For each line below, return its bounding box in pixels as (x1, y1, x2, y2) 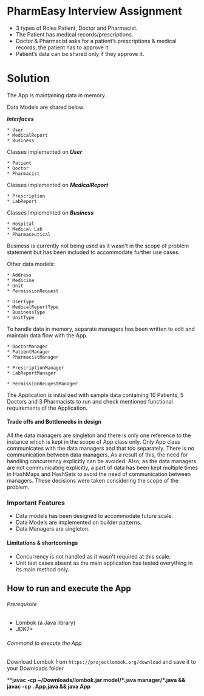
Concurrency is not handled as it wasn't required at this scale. (15, 553, 171, 560)
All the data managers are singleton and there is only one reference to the (7, 432, 191, 439)
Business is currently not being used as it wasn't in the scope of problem (7, 242, 189, 249)
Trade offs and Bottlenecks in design (7, 418, 102, 426)
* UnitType (7, 314, 35, 320)
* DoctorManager (7, 343, 48, 350)
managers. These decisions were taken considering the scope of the (7, 477, 178, 484)
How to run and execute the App (7, 583, 131, 593)
